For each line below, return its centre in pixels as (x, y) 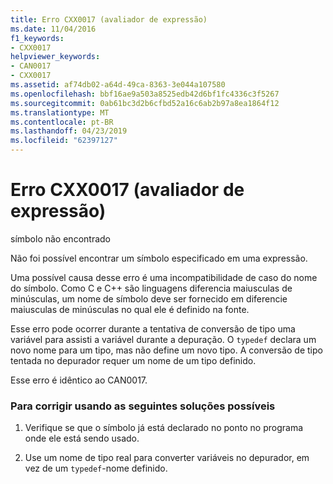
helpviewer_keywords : (55, 57)
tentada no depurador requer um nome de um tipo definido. (133, 360)
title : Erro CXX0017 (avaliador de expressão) (109, 19)
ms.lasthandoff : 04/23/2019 (69, 131)
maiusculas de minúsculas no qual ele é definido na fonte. (130, 309)
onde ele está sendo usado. (82, 438)
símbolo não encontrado (60, 238)
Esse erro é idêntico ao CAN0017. (79, 380)
